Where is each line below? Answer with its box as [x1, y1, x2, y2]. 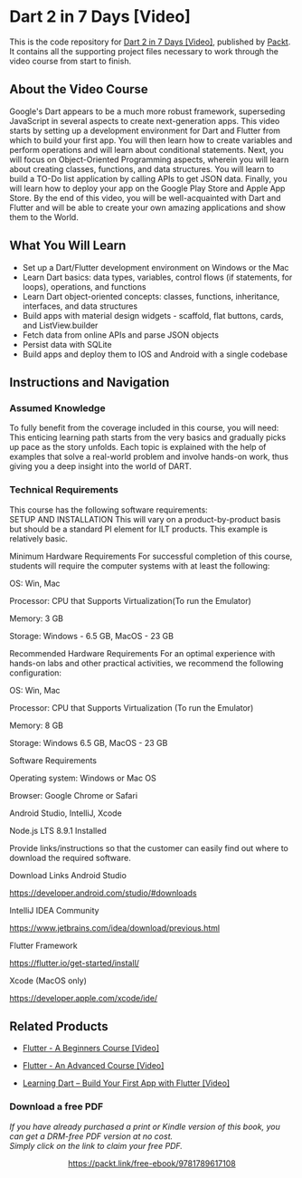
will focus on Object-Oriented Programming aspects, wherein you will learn [9, 154, 289, 165]
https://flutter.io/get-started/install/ [9, 957, 140, 968]
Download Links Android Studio [9, 869, 127, 880]
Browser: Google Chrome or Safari [9, 790, 138, 800]
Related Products [9, 1019, 109, 1034]
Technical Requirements [9, 484, 119, 496]
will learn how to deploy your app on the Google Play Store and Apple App [9, 183, 286, 194]
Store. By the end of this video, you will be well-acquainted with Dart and [9, 192, 282, 203]
